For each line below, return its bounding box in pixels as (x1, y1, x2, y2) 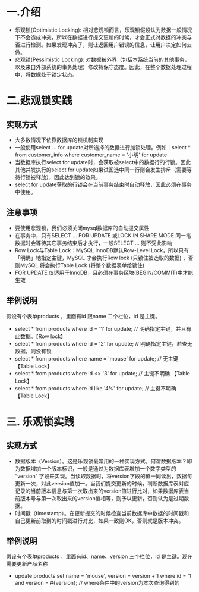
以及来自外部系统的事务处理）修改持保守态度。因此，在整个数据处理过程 (14, 63, 192, 70)
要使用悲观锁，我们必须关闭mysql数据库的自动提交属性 (14, 224, 150, 231)
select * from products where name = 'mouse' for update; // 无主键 (14, 355, 179, 362)
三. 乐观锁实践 (6, 415, 75, 428)
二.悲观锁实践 (6, 94, 72, 108)
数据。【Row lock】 (20, 333, 67, 340)
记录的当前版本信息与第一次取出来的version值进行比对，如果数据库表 (14, 487, 184, 494)
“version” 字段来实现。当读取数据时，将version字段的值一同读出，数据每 (14, 472, 192, 480)
